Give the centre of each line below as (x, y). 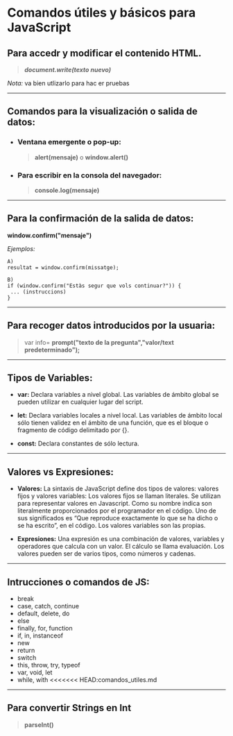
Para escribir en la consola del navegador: (89, 175)
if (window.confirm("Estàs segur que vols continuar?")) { (94, 286)
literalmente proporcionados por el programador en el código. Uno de (116, 511)
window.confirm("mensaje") (50, 235)
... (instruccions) (38, 292)
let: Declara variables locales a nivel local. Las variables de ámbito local (120, 416)
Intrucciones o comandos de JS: (79, 582)
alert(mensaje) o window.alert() (81, 157)
